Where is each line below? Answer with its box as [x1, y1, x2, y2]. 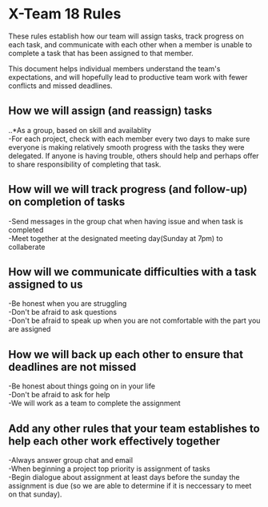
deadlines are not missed [8, 360, 137, 373]
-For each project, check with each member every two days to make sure [8, 134, 250, 143]
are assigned [8, 324, 51, 334]
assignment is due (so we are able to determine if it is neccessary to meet [8, 481, 252, 490]
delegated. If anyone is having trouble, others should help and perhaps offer [8, 151, 259, 160]
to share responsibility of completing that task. [8, 159, 162, 169]
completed [8, 225, 44, 235]
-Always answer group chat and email [8, 456, 134, 465]
